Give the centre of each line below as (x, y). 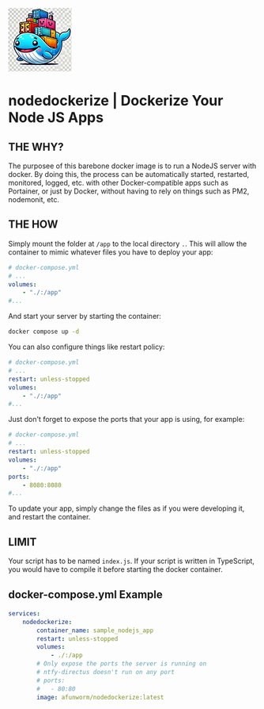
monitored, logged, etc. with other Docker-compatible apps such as (119, 183)
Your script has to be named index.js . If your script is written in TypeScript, (132, 561)
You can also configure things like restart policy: (87, 347)
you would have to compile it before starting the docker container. (115, 569)
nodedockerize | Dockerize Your (116, 101)
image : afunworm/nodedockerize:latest (100, 697)
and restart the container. (49, 517)
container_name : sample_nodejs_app (95, 630)
